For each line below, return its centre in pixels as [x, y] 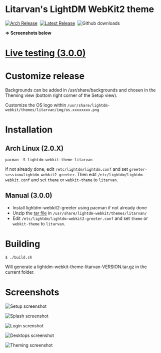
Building [23, 244]
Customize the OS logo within [36, 105]
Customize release [45, 76]
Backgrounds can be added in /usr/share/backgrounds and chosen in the [80, 90]
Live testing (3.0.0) [45, 53]
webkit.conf [17, 180]
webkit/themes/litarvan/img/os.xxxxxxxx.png [52, 110]
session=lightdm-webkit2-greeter [40, 175]
